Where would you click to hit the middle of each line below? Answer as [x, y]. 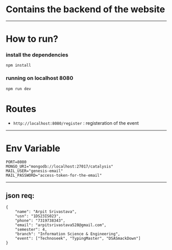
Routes [21, 109]
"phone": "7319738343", [40, 221]
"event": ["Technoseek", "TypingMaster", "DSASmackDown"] [78, 239]
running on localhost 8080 [40, 78]
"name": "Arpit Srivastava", [46, 212]
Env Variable [33, 148]
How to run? [32, 39]
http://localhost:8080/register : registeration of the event [76, 123]
